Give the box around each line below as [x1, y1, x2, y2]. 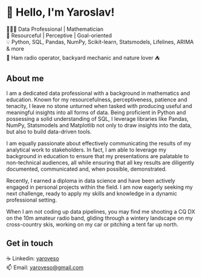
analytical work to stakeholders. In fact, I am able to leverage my [6, 146, 167, 153]
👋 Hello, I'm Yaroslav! [6, 5, 115, 19]
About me [6, 74, 44, 84]
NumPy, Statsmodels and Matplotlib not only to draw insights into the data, [6, 121, 192, 129]
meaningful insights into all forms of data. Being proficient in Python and [6, 109, 186, 116]
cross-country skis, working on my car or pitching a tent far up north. [6, 220, 179, 228]
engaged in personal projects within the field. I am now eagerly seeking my [6, 183, 193, 191]
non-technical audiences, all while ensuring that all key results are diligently [6, 159, 194, 166]
